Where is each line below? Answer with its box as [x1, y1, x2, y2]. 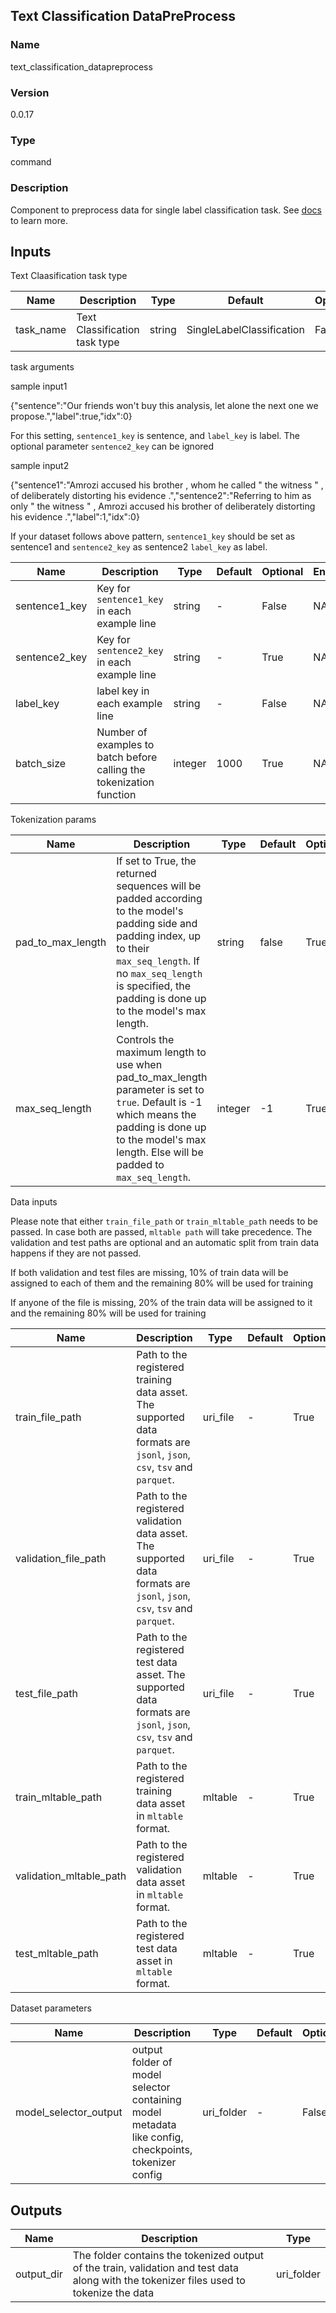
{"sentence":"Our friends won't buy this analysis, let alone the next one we [10, 400, 319, 412]
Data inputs [10, 1196, 58, 1208]
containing [131, 2093, 182, 2107]
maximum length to [116, 1045, 207, 1059]
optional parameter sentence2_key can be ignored [10, 440, 215, 453]
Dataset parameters [10, 2002, 92, 2014]
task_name [15, 323, 67, 337]
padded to [116, 1158, 165, 1172]
